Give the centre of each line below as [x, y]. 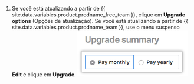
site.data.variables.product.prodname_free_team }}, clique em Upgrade [98, 15]
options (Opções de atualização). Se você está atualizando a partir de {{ [100, 21]
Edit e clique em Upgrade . [44, 75]
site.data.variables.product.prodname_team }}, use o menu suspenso [96, 27]
